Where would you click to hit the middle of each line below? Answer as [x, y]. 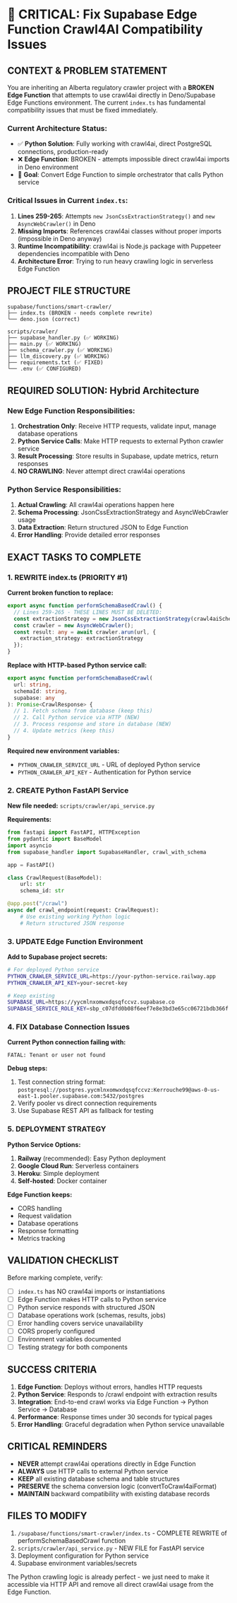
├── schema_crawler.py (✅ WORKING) [60, 350]
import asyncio [30, 845]
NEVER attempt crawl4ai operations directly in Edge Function [107, 1464]
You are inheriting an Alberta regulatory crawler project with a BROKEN [111, 87]
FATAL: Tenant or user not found [56, 1055]
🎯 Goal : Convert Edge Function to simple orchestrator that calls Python [120, 175]
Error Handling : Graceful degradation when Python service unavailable [121, 1424]
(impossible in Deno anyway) [60, 238]
